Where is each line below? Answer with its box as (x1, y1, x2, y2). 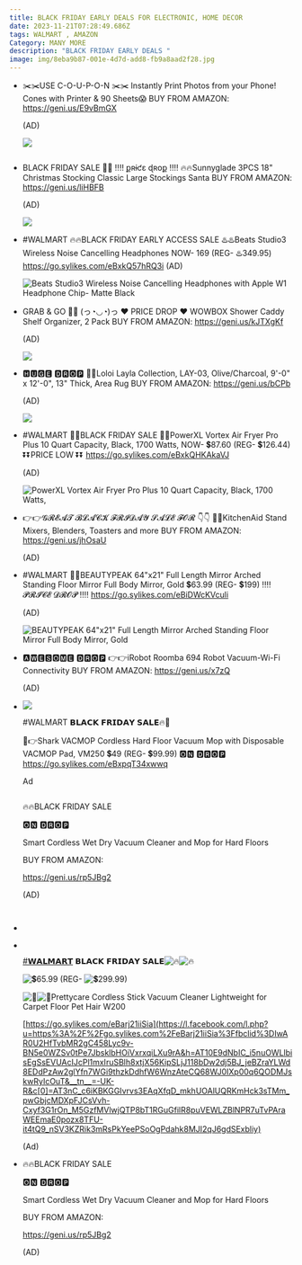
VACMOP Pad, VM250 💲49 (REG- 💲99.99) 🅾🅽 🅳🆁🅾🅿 (22, 748, 226, 759)
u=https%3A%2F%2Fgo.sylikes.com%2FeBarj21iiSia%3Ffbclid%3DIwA (22, 1029, 289, 1038)
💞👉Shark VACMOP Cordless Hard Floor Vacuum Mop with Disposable (22, 735, 285, 746)
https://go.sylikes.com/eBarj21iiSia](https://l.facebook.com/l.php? (25, 1019, 269, 1029)
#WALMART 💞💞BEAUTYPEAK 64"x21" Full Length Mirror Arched (22, 570, 262, 580)
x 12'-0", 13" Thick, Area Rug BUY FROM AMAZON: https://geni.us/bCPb (22, 379, 291, 388)
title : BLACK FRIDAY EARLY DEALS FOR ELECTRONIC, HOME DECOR (9, 13, 244, 22)
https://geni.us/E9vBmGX (22, 102, 117, 113)
